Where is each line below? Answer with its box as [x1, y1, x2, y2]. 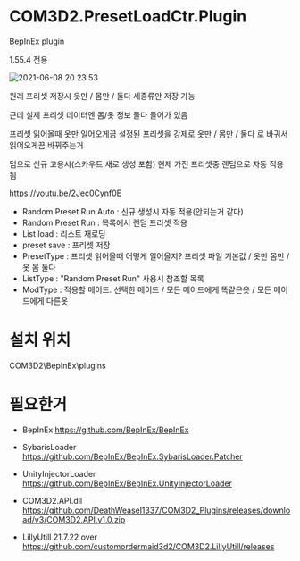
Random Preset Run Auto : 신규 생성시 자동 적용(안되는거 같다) [21, 205, 244, 216]
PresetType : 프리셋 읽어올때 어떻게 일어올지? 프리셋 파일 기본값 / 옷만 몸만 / [21, 250, 290, 261]
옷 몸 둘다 [21, 262, 56, 272]
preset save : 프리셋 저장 [21, 239, 111, 250]
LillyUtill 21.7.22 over [21, 532, 98, 542]
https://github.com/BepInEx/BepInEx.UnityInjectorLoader [21, 478, 232, 489]
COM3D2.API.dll [21, 495, 83, 506]
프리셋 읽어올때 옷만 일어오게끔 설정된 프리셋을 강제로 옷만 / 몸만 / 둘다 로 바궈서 [9, 128, 288, 139]
